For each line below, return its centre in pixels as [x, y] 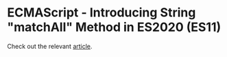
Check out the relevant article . [50, 46]
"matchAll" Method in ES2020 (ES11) [114, 27]
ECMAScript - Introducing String [101, 13]
